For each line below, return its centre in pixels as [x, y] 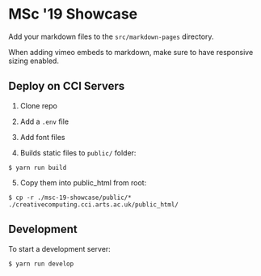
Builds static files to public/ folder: [78, 153]
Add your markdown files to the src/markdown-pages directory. [111, 36]
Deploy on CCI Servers [67, 86]
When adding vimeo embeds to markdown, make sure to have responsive [131, 52]
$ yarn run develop [41, 264]
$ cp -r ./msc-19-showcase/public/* [70, 197]
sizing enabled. [34, 61]
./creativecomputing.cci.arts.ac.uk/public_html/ [94, 204]
